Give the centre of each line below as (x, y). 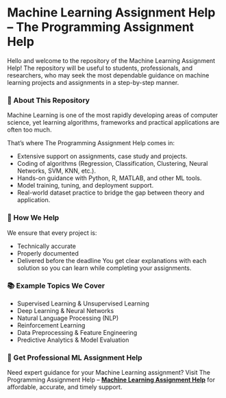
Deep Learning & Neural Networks (65, 310)
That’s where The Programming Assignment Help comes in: (91, 143)
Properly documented (48, 253)
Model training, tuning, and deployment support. (85, 186)
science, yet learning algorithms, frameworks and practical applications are (113, 123)
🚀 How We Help (33, 218)
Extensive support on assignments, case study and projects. (102, 156)
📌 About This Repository (49, 100)
